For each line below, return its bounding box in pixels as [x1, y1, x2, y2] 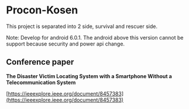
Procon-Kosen [6, 3, 78, 17]
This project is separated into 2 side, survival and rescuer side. [6, 23, 158, 30]
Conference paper [6, 57, 74, 67]
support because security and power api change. [6, 40, 125, 47]
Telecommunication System [6, 79, 76, 86]
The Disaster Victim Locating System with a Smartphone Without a [6, 72, 173, 79]
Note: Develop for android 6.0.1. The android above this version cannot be [6, 34, 184, 41]
